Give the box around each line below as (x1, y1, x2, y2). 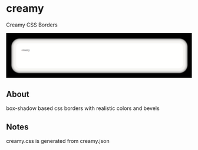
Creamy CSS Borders (6, 21, 58, 28)
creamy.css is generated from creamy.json (6, 138, 110, 145)
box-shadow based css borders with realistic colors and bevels (6, 105, 160, 112)
